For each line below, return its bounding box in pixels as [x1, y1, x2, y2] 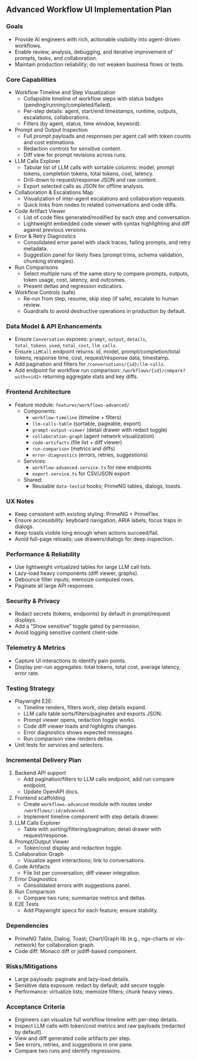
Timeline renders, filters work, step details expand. [23, 704, 147, 711]
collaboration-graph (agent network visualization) [32, 432, 155, 439]
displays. [14, 616, 37, 624]
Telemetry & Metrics [6, 644, 66, 652]
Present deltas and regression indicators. [23, 282, 123, 289]
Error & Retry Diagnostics [14, 232, 76, 239]
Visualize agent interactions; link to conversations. [23, 857, 145, 864]
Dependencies [6, 922, 49, 930]
